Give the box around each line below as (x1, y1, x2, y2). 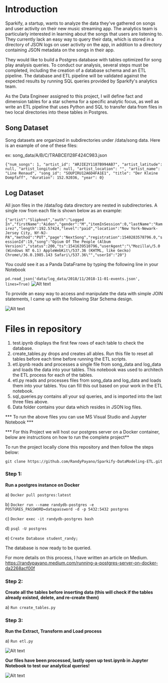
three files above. (12, 398, 49, 404)
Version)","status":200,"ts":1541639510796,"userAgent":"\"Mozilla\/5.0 (5, 243, 160, 248)
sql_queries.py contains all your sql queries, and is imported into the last (12, 393, 162, 399)
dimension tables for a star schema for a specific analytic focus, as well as (5, 98, 159, 104)
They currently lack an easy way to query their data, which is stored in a (5, 36, 154, 42)
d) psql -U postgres (5, 525, 47, 531)
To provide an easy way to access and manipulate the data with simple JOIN (5, 290, 163, 296)
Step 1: (5, 470, 22, 477)
